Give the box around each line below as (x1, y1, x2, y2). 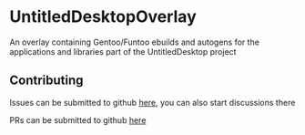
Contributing (9, 73, 84, 88)
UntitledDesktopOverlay (9, 6, 198, 27)
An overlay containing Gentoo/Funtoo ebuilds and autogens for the (9, 36, 259, 47)
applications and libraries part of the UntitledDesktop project (9, 46, 237, 57)
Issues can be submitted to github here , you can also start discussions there (9, 97, 296, 108)
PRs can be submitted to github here (9, 114, 147, 125)
